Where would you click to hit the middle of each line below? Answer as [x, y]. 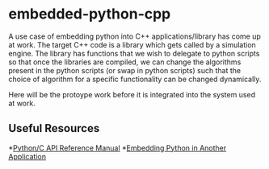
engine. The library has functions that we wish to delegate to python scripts [134, 53]
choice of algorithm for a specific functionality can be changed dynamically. [135, 79]
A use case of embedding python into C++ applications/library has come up [134, 36]
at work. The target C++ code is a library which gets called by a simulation [132, 44]
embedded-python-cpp [90, 14]
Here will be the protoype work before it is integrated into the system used [132, 94]
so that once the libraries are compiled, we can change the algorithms [125, 62]
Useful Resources [54, 128]
